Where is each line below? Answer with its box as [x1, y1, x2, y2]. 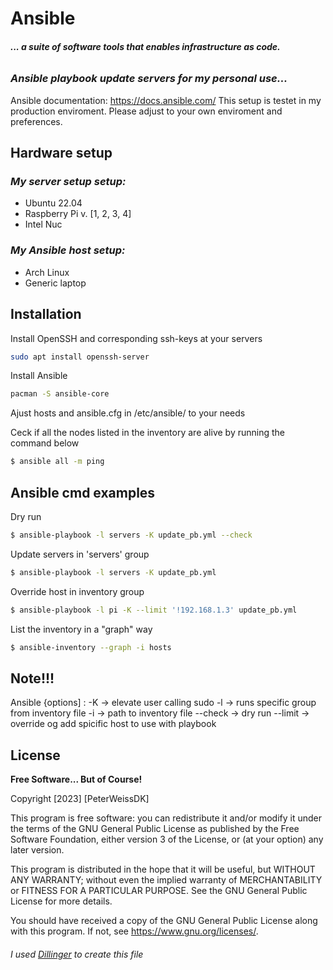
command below [10, 437, 80, 449]
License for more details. [10, 895, 113, 907]
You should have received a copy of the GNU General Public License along [10, 915, 318, 927]
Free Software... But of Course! [10, 773, 143, 786]
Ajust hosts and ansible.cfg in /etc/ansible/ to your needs [10, 407, 246, 419]
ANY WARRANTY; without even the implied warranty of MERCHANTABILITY [10, 874, 323, 886]
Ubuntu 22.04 [24, 197, 83, 209]
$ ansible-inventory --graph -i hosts [10, 642, 172, 652]
